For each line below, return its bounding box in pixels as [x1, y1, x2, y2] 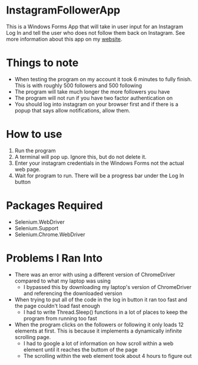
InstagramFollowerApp [6, 4, 121, 17]
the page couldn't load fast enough [14, 302, 100, 309]
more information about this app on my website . [6, 35, 123, 42]
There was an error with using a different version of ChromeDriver [14, 271, 176, 278]
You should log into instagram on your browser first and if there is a [14, 101, 179, 108]
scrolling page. [14, 333, 51, 340]
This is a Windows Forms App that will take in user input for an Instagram [6, 23, 184, 30]
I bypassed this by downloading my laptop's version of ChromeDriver [23, 283, 192, 290]
